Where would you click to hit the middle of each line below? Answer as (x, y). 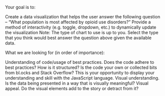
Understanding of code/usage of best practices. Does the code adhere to (80, 62)
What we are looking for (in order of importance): (55, 52)
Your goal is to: (20, 7)
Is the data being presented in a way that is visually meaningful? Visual (77, 83)
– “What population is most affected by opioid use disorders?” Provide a (78, 22)
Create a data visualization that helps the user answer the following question (83, 17)
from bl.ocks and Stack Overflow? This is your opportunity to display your (80, 73)
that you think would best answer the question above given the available (78, 38)
